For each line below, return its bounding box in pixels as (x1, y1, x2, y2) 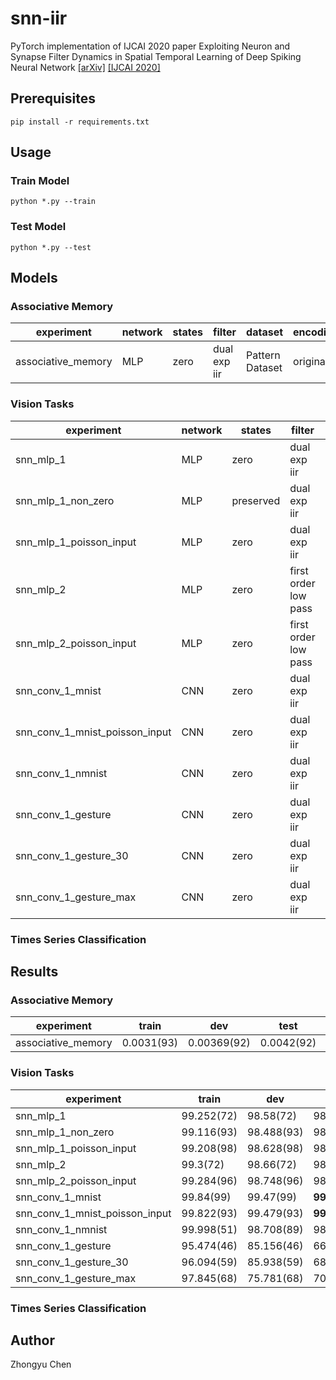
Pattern (246, 348, 281, 362)
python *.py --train (10, 197, 97, 207)
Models (10, 270, 58, 287)
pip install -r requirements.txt (10, 117, 150, 127)
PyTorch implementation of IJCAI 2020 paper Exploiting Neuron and (10, 40, 291, 52)
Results (10, 963, 59, 981)
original (293, 355, 328, 369)
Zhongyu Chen (10, 1358, 72, 1371)
